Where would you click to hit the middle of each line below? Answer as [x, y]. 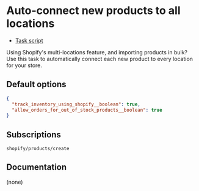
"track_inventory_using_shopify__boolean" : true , [76, 104]
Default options [36, 85]
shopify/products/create [38, 149]
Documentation [37, 168]
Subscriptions [34, 135]
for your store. [24, 65]
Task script [29, 40]
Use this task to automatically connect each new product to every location [100, 59]
